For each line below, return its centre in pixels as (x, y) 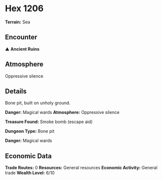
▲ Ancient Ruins (22, 49)
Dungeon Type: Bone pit (30, 131)
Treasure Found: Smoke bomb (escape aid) (49, 122)
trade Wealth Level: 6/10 (30, 173)
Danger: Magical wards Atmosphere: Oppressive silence (62, 112)
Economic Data (28, 156)
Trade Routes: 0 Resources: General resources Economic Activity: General (81, 168)
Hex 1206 (24, 9)
